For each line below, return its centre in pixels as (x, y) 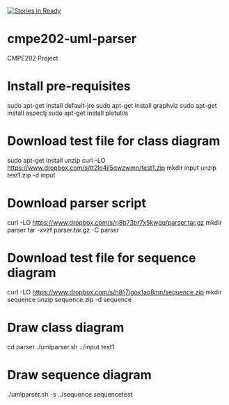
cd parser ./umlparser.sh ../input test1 (61, 347)
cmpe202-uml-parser (72, 39)
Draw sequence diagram (79, 375)
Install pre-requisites (69, 86)
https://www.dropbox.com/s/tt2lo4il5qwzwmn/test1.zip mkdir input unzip (112, 168)
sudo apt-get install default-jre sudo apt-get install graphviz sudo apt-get (112, 105)
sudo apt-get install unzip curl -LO (56, 160)
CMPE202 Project (33, 58)
